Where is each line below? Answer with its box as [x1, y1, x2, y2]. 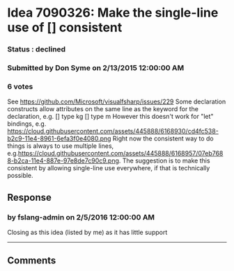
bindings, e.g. [7, 120, 47, 128]
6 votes [7, 81, 33, 91]
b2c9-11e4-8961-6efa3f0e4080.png [7, 134, 111, 143]
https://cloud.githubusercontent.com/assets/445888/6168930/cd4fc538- [7, 127, 219, 135]
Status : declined [7, 44, 66, 54]
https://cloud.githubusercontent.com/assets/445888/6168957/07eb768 [17, 149, 224, 158]
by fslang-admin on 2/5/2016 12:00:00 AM [7, 212, 155, 222]
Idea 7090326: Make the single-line [7, 5, 219, 21]
